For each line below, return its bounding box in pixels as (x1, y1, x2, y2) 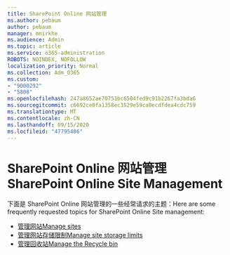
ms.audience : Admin (7, 37, 65, 44)
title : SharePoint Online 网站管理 (7, 10, 107, 18)
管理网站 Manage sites (17, 222, 81, 230)
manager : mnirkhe (7, 30, 58, 37)
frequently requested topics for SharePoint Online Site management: (7, 208, 205, 216)
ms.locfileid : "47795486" (7, 128, 83, 135)
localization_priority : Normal (7, 63, 99, 70)
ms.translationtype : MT (7, 108, 77, 115)
